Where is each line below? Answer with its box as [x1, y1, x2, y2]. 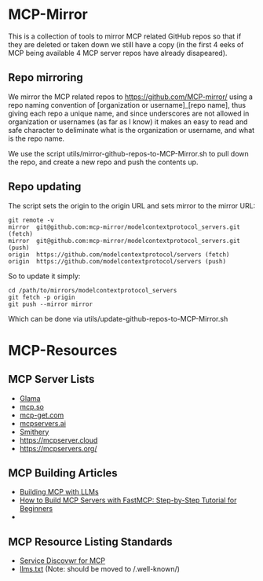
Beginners [19, 504, 53, 513]
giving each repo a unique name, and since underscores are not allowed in [8, 108, 250, 118]
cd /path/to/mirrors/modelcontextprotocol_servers [8, 286, 177, 294]
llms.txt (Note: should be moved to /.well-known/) [19, 564, 181, 574]
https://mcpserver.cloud [19, 435, 98, 445]
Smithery [19, 427, 49, 436]
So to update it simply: [8, 271, 81, 281]
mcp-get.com [19, 410, 64, 420]
